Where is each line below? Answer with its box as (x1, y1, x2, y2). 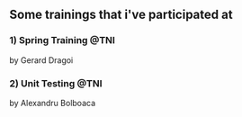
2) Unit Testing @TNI (9, 76, 103, 89)
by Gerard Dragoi (9, 54, 74, 66)
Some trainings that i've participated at (9, 7, 233, 22)
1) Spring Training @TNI (9, 34, 115, 47)
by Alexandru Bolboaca (9, 97, 96, 108)
